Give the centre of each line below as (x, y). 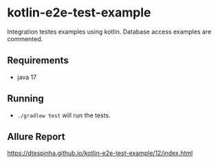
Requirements (38, 61)
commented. (25, 38)
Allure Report (36, 136)
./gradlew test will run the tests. (64, 115)
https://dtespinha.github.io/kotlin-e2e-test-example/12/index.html (100, 153)
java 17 (27, 77)
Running (26, 98)
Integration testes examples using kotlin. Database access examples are (109, 32)
